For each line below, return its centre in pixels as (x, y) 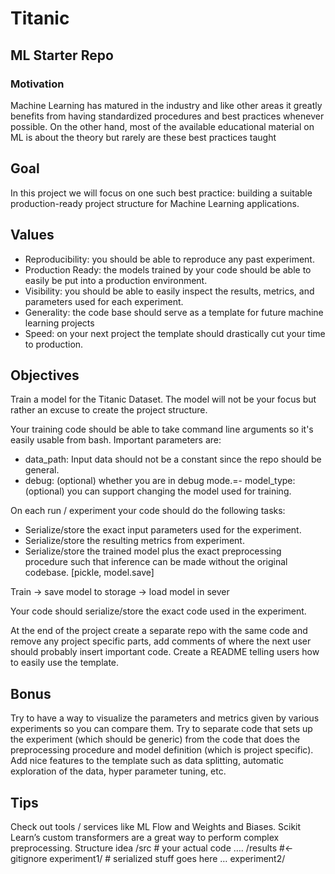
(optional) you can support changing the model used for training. (158, 491)
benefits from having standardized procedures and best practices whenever (167, 116)
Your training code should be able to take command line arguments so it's (162, 429)
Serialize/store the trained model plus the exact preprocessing (153, 551)
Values (32, 235)
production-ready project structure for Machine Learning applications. (155, 203)
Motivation (37, 84)
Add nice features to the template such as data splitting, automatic (147, 761)
